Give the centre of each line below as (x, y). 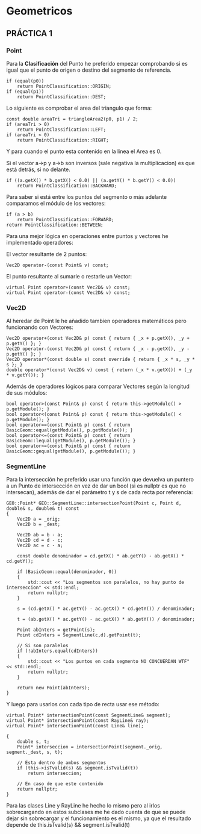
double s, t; (33, 742)
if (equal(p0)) (25, 81)
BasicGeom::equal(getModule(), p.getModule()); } (70, 430)
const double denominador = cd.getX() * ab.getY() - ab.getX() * (101, 556)
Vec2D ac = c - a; (40, 546)
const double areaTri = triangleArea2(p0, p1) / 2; (72, 119)
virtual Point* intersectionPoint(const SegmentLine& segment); (88, 715)
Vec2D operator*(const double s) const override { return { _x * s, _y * (101, 360)
